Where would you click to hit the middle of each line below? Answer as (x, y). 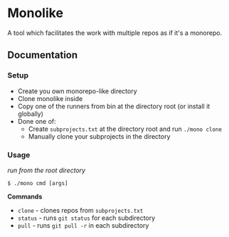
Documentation (43, 55)
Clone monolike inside (50, 98)
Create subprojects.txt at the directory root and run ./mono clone (125, 129)
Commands (25, 196)
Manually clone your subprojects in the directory (99, 136)
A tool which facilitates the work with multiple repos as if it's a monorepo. (115, 33)
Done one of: (37, 121)
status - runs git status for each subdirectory (86, 218)
